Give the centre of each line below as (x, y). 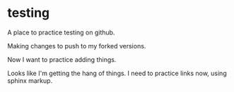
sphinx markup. (30, 80)
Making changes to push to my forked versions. (77, 46)
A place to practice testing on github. (61, 32)
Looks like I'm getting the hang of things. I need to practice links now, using (117, 73)
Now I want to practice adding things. (62, 59)
